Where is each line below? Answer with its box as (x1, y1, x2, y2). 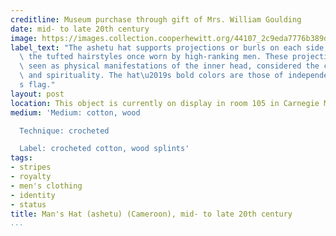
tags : (10, 153, 33, 163)
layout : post (10, 89, 65, 99)
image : (10, 33, 38, 43)
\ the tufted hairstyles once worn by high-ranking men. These (19, 52, 288, 62)
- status (10, 199, 47, 210)
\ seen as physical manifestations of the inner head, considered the (19, 61, 320, 71)
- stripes (10, 162, 52, 173)
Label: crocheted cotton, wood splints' (19, 144, 190, 154)
